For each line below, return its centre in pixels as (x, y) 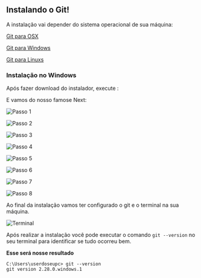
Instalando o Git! (38, 10)
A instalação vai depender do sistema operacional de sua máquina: (90, 24)
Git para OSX (23, 36)
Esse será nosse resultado (40, 253)
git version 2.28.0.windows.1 (44, 270)
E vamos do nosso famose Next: (46, 100)
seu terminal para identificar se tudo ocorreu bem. (69, 241)
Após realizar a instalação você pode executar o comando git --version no (101, 235)
